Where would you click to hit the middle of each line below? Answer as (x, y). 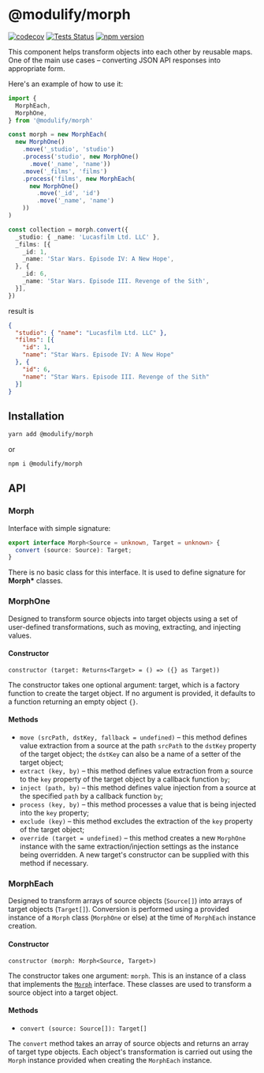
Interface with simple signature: (59, 528)
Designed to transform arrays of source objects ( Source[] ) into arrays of (125, 901)
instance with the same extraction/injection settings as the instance (129, 846)
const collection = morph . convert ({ (68, 230)
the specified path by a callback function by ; (91, 796)
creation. (22, 926)
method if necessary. (54, 864)
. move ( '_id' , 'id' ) (69, 194)
